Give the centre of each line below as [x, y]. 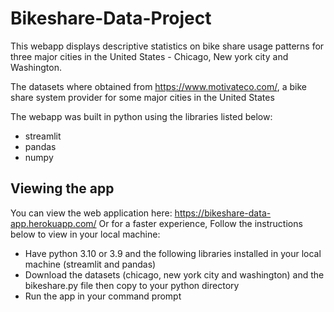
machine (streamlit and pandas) [90, 264]
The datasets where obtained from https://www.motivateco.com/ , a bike [158, 86]
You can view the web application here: [91, 213]
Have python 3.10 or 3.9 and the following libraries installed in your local [173, 253]
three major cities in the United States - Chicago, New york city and [149, 56]
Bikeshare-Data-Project [111, 18]
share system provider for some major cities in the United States [142, 97]
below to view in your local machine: [85, 234]
